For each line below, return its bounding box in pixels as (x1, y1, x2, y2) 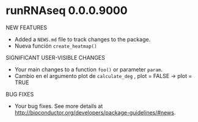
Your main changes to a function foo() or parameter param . (14, 65, 163, 73)
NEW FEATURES (5, 24, 47, 31)
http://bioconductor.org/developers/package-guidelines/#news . (14, 109, 176, 116)
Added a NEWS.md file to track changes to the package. (14, 35, 151, 43)
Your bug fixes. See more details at (14, 102, 103, 110)
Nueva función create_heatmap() (14, 42, 97, 49)
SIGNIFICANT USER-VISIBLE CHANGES (5, 54, 105, 61)
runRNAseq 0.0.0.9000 (5, 4, 128, 18)
